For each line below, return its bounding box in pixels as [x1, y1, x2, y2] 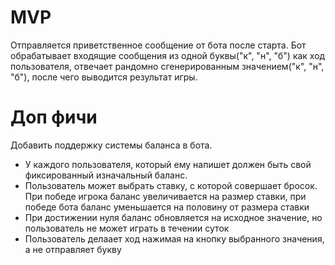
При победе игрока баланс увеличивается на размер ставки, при [24, 190, 307, 202]
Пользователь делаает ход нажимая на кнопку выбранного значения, [24, 232, 325, 245]
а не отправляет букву [24, 243, 122, 255]
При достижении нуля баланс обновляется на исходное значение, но [24, 211, 323, 223]
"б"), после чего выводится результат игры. [10, 71, 198, 83]
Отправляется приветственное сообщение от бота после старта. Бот [10, 39, 307, 51]
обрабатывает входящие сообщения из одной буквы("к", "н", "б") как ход [10, 49, 326, 61]
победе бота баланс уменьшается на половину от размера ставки [24, 201, 310, 213]
